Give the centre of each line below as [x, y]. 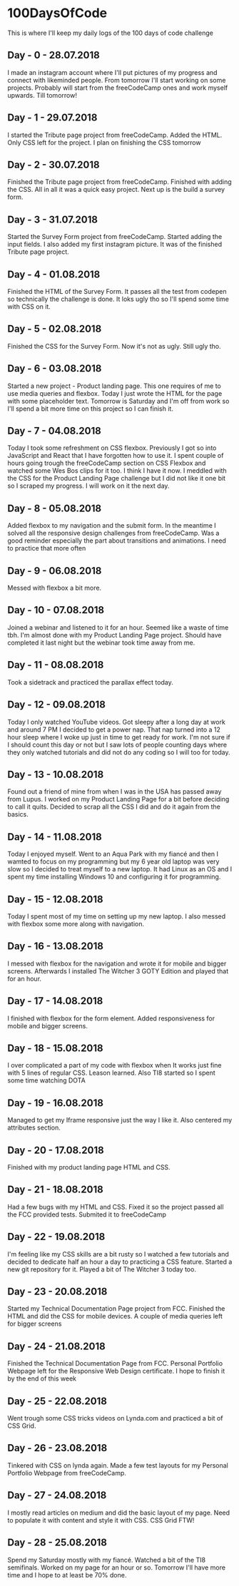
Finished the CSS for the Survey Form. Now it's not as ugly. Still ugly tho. [114, 346]
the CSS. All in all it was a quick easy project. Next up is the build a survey [116, 190]
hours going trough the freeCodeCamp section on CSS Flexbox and [107, 463]
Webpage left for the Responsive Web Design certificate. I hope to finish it [116, 1371]
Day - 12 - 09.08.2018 [56, 705]
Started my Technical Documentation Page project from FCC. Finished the [116, 1309]
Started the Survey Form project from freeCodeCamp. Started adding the [115, 237]
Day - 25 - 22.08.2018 [57, 1401]
